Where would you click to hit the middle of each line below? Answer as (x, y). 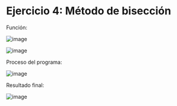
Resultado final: (25, 85)
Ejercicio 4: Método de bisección (88, 11)
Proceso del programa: (34, 62)
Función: (17, 27)
